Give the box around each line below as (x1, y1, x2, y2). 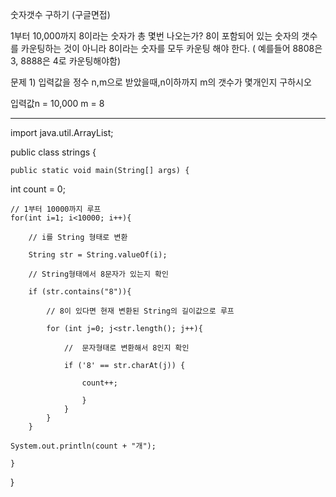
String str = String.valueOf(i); (28, 250, 168, 260)
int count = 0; (10, 183, 66, 195)
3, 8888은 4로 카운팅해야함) (10, 55, 122, 67)
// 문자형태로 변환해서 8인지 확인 (63, 343, 190, 353)
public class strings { (10, 146, 97, 158)
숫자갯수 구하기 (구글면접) (10, 9, 111, 20)
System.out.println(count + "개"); (10, 441, 157, 451)
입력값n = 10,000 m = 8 (10, 98, 105, 109)
